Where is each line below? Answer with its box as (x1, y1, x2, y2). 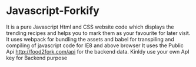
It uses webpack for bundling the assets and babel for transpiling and (6, 36, 175, 43)
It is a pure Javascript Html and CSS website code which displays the (6, 23, 174, 30)
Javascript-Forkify (6, 4, 100, 17)
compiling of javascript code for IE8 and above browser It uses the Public (6, 42, 184, 49)
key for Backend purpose (6, 54, 68, 61)
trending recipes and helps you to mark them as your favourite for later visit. (6, 29, 191, 36)
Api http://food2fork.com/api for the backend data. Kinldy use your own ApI (6, 48, 190, 55)
